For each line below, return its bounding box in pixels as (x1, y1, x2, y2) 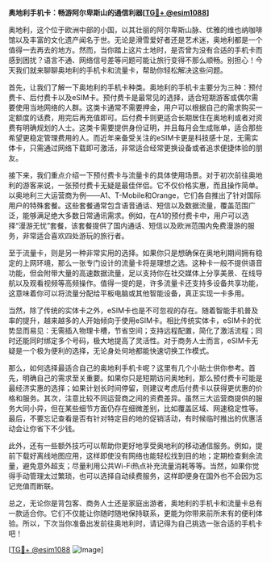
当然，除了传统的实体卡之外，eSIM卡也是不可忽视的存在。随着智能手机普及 (8, 306, 259, 315)
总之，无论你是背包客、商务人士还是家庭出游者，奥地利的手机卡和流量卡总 (8, 498, 256, 508)
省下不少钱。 (35, 424, 79, 433)
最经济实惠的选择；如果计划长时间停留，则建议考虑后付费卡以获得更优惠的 (8, 384, 256, 392)
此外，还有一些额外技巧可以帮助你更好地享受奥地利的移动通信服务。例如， (8, 441, 256, 451)
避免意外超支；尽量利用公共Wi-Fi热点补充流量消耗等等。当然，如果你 (22, 461, 252, 471)
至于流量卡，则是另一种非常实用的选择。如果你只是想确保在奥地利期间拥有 (8, 248, 256, 258)
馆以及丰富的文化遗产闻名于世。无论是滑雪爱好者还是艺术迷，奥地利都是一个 (8, 36, 263, 44)
